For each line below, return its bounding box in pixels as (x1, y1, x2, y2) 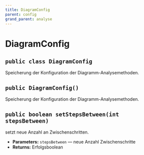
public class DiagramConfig (5, 58, 93, 65)
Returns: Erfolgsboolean (12, 144, 63, 150)
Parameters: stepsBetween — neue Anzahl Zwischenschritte (12, 139, 136, 145)
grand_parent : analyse (5, 16, 52, 21)
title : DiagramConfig (5, 7, 50, 12)
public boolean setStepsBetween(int (5, 111, 120, 118)
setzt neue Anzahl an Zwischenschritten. (5, 129, 89, 135)
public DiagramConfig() (5, 84, 79, 91)
